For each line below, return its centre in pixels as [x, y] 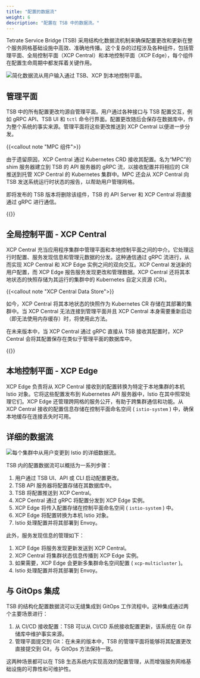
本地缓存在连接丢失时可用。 [40, 416]
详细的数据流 [30, 437]
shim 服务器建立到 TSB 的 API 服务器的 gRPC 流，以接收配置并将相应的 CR [98, 167]
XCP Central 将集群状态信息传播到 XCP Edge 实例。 [78, 555]
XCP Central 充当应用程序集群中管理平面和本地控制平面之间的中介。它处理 [97, 249]
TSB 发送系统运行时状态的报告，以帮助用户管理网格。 [72, 182]
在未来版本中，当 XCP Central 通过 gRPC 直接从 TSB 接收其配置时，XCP [95, 331]
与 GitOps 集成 [33, 591]
